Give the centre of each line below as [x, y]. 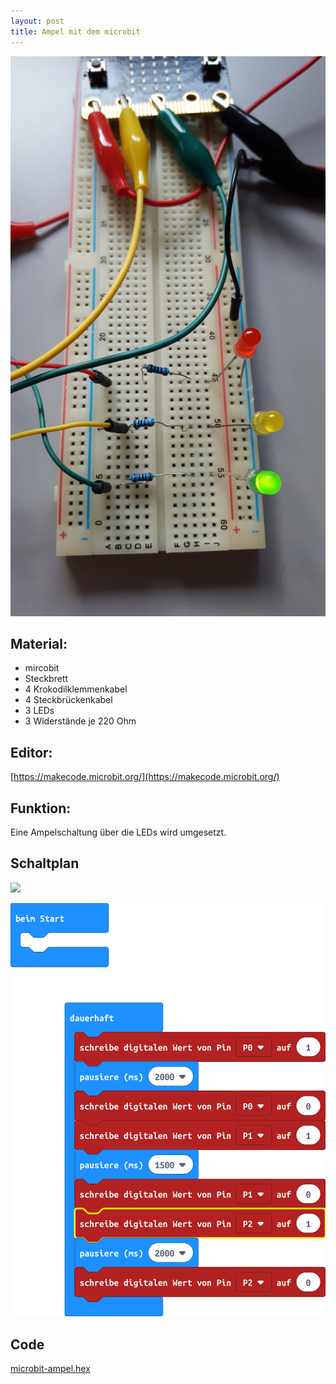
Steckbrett [46, 679]
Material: [39, 643]
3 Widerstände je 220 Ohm [80, 721]
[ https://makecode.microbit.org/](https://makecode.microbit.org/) [145, 777]
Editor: [31, 752]
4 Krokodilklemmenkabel [76, 689]
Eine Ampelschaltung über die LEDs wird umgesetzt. [118, 832]
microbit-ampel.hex [50, 1369]
